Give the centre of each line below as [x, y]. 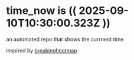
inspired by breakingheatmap [42, 50]
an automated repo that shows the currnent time [65, 39]
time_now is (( [41, 11]
